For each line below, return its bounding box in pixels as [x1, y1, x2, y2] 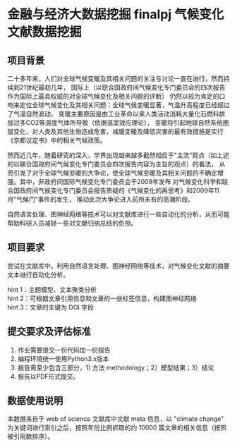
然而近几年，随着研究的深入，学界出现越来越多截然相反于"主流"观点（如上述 [7, 151, 230, 159]
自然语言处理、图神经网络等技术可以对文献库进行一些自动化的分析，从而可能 [7, 210, 230, 219]
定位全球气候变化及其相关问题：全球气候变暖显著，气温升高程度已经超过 [19, 101, 230, 109]
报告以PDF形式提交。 [17, 372, 80, 381]
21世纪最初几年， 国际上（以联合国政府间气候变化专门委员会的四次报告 [19, 83, 226, 92]
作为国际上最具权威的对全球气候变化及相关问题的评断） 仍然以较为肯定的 [7, 92, 219, 100]
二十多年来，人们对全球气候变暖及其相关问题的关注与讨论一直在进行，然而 [7, 75, 224, 82]
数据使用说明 [7, 395, 63, 407]
